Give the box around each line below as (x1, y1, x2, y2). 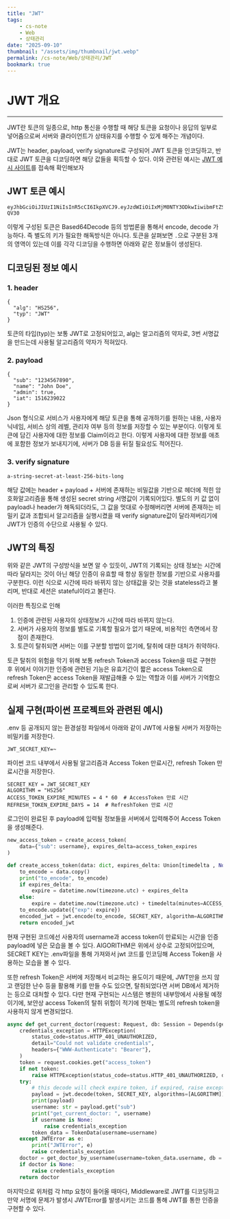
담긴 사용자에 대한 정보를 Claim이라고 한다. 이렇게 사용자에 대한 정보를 (19, 431, 207, 439)
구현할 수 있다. (7, 1204, 46, 1212)
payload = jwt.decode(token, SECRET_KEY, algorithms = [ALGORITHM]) (31, 1091, 225, 1098)
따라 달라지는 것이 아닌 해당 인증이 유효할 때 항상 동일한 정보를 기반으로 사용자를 (7, 570, 221, 578)
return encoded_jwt (19, 919, 75, 926)
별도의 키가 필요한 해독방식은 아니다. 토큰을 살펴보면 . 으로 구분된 (34, 231, 207, 240)
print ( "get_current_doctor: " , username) (31, 1110, 152, 1117)
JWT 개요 (7, 93, 60, 108)
